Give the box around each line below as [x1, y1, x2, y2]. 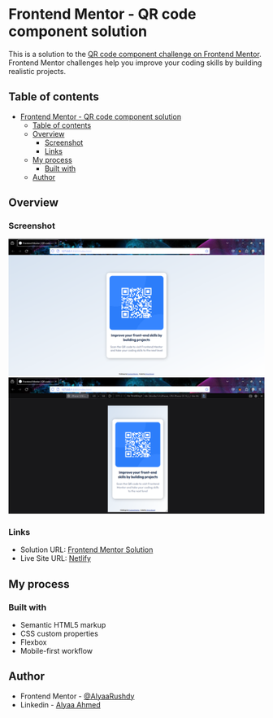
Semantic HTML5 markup [19, 619, 106, 629]
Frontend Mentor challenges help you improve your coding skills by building [8, 58, 262, 68]
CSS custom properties [19, 628, 99, 638]
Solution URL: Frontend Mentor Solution [19, 545, 154, 554]
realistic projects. [8, 66, 67, 76]
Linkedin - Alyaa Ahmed [19, 699, 101, 709]
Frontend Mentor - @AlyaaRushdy [19, 691, 135, 701]
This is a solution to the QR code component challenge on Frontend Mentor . [8, 49, 262, 59]
